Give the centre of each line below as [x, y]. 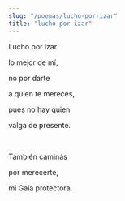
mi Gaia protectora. [41, 188]
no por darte [29, 78]
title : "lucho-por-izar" [50, 24]
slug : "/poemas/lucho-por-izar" [63, 16]
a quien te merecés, [42, 93]
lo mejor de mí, [33, 62]
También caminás [38, 156]
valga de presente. [40, 125]
